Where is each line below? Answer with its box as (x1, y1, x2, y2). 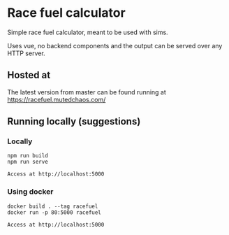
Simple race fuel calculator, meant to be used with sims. (7, 28, 169, 36)
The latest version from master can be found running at (7, 87, 166, 96)
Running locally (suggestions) (7, 115, 141, 127)
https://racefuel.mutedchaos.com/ (7, 95, 106, 104)
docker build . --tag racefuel (7, 203, 98, 210)
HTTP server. (7, 49, 45, 57)
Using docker (7, 187, 54, 197)
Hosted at (7, 69, 51, 81)
